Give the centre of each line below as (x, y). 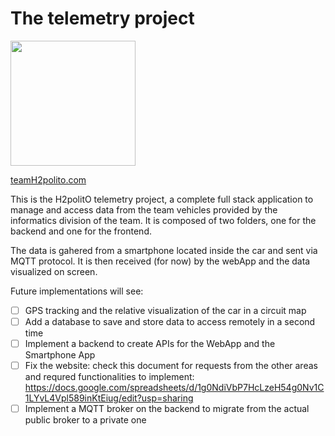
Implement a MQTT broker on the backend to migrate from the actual (167, 409)
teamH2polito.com (48, 179)
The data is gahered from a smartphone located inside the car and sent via (164, 250)
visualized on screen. (54, 271)
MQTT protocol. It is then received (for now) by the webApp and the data (160, 261)
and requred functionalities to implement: (109, 377)
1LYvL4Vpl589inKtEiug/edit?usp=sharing (109, 398)
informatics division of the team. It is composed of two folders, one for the (163, 220)
